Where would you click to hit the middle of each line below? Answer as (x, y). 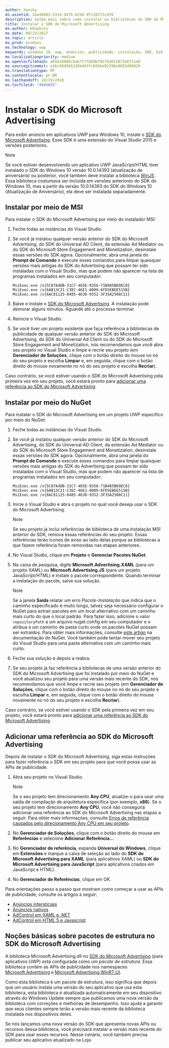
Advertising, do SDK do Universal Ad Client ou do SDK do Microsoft (82, 339)
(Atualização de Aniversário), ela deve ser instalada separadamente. (76, 191)
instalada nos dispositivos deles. (39, 1014)
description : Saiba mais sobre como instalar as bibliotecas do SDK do (82, 19)
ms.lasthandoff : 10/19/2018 (35, 80)
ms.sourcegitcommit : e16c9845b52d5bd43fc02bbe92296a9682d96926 (73, 66)
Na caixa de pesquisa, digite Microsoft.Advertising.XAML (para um (83, 565)
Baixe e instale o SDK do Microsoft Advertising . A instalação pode (81, 304)
